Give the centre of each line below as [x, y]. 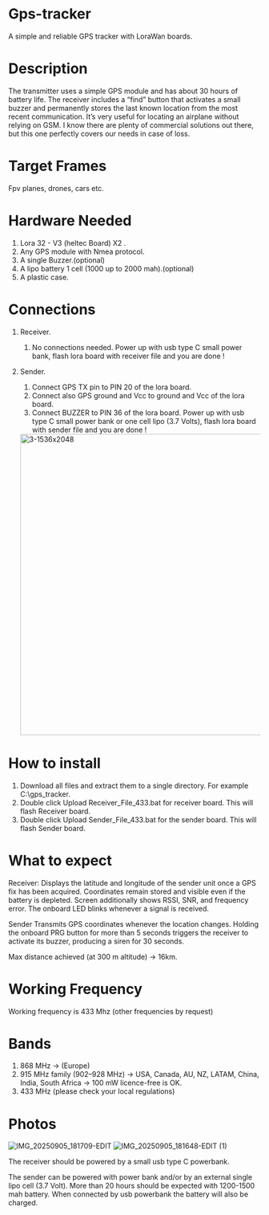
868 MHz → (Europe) [55, 1066]
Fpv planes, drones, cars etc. [56, 188]
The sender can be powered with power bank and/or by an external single [130, 1177]
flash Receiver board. [55, 811]
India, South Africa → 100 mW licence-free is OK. [101, 1083]
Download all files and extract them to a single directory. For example [134, 785]
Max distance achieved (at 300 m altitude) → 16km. [93, 956]
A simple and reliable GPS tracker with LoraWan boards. [100, 36]
